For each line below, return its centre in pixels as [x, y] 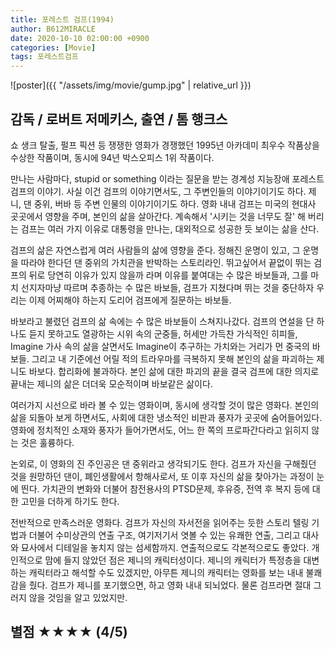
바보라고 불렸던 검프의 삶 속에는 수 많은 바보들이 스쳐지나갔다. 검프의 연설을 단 [162, 321]
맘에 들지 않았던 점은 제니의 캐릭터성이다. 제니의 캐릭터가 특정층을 [173, 560]
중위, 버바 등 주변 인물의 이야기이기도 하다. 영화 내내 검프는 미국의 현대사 [175, 203]
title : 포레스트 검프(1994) [62, 19]
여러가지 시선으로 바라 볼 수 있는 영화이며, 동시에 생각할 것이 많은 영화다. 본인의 [165, 405]
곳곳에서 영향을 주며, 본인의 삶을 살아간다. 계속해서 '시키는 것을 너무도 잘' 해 [158, 216]
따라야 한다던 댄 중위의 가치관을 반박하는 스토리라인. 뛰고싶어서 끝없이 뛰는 [166, 262]
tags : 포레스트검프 [44, 57]
